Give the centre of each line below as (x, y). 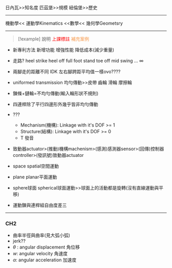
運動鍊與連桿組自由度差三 (40, 205)
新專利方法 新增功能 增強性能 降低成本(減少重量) (63, 50)
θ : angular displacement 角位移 (46, 247)
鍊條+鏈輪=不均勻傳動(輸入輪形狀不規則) (56, 93)
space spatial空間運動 (36, 166)
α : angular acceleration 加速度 (45, 260)
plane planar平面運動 (35, 177)
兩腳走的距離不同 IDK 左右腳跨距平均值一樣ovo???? (67, 71)
